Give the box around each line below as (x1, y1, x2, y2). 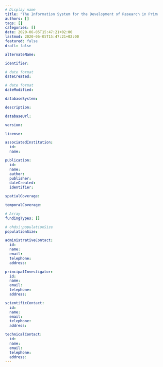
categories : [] (5, 25, 36, 30)
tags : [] (5, 20, 23, 26)
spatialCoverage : (5, 194, 40, 199)
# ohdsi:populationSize (5, 225, 53, 229)
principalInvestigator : (5, 269, 53, 274)
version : (5, 122, 23, 127)
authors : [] (5, 16, 29, 21)
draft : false (5, 43, 32, 48)
